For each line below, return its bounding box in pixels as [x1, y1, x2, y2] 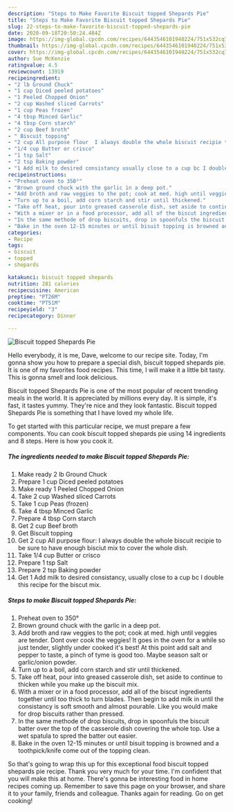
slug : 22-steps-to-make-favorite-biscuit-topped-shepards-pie [8, 23, 191, 30]
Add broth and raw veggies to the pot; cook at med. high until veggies [17, 628, 217, 637]
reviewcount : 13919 [8, 68, 64, 75]
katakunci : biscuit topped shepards [8, 274, 113, 281]
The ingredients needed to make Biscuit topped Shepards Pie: [8, 452, 189, 461]
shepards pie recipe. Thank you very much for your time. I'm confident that [8, 767, 222, 775]
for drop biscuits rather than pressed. [17, 709, 125, 718]
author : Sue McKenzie [8, 55, 71, 62]
